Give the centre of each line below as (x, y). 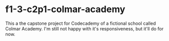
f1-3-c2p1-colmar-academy (65, 9)
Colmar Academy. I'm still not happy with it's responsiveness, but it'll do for (84, 28)
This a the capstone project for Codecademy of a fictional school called (81, 23)
